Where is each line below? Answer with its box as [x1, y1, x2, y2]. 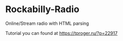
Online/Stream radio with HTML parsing [5, 20, 89, 26]
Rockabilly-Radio [5, 4, 79, 15]
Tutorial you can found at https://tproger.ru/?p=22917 [5, 30, 118, 36]
